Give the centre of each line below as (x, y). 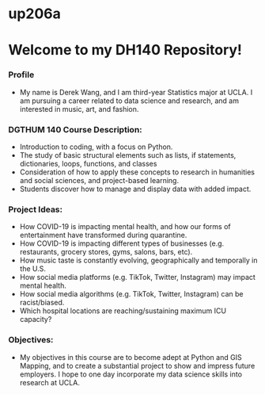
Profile (21, 75)
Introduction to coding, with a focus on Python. (96, 147)
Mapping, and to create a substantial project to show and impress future (137, 365)
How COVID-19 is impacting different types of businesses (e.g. (122, 243)
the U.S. (32, 269)
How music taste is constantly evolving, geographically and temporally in (138, 260)
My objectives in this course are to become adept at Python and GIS (131, 357)
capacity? (36, 319)
